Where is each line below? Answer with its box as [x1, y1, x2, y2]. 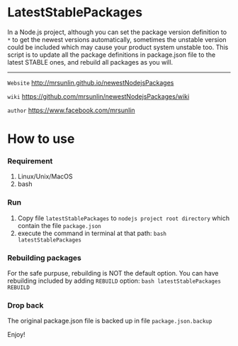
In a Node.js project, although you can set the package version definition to [7, 28, 227, 36]
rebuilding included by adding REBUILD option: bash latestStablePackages [7, 276, 222, 285]
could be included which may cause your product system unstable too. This [7, 43, 229, 51]
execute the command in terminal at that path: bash [17, 229, 166, 237]
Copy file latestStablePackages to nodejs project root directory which [17, 214, 230, 222]
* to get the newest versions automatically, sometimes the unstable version [7, 35, 227, 43]
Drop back [7, 300, 44, 310]
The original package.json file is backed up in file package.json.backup [7, 317, 212, 325]
